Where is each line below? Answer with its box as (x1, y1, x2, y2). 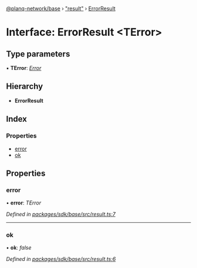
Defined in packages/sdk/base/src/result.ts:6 (6, 256, 116, 263)
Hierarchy (6, 82, 43, 92)
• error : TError (6, 199, 42, 206)
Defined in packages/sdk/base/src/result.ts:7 (6, 211, 116, 218)
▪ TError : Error (6, 65, 42, 71)
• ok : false (6, 244, 32, 252)
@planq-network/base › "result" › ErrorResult (6, 5, 116, 12)
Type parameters (6, 49, 70, 59)
